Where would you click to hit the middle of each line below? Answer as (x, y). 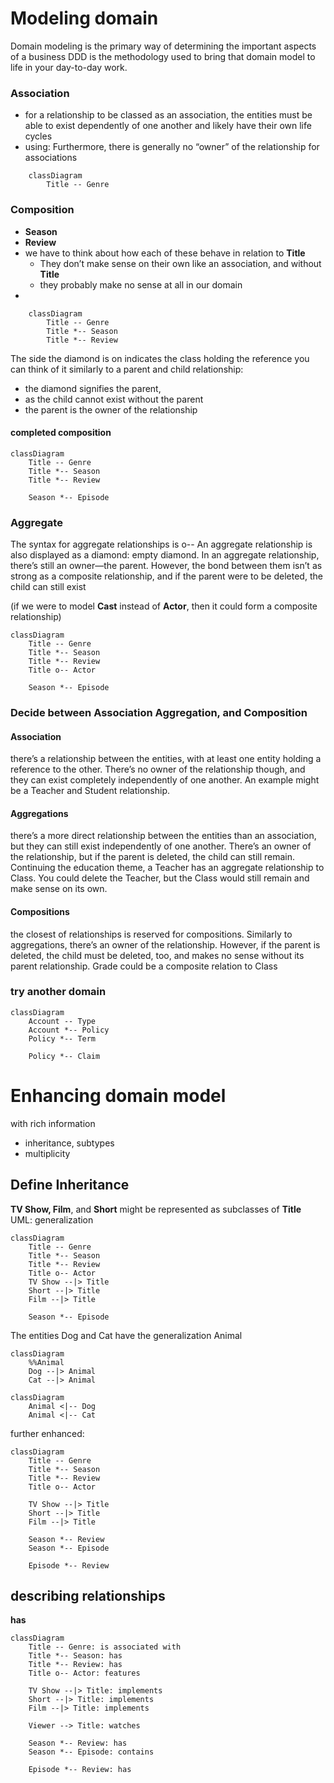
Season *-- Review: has (78, 1743)
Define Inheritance (70, 1185)
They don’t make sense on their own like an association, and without (180, 263)
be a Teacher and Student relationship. (90, 791)
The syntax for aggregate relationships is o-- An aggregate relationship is (161, 544)
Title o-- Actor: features (84, 1673)
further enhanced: (47, 1433)
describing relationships (88, 1596)
